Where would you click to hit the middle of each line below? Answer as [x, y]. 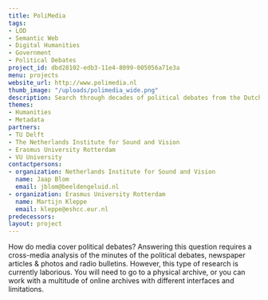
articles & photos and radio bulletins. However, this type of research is [124, 264]
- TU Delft [26, 134]
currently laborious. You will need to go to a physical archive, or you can [127, 272]
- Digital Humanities [44, 46]
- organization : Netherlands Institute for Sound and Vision [112, 172]
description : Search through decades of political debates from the [124, 98]
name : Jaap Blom [42, 180]
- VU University [35, 157]
